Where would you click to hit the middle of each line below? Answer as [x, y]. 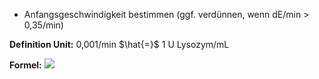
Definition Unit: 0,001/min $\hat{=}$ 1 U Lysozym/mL [119, 44]
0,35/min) [43, 25]
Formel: [25, 65]
